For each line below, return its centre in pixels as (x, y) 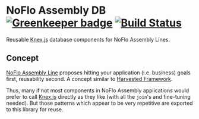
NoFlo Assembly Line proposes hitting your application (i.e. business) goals (99, 73)
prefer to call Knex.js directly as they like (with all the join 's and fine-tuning (99, 96)
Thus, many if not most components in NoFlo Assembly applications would (98, 90)
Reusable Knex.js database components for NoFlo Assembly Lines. (88, 39)
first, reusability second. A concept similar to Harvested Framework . (89, 79)
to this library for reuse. (35, 109)
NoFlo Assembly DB (56, 10)
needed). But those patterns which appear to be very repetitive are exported (99, 103)
